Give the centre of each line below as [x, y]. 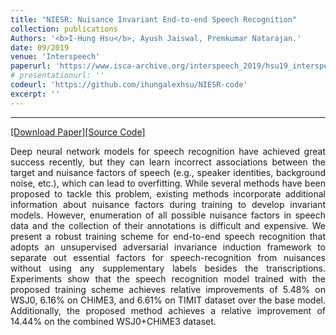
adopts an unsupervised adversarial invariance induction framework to [168, 247]
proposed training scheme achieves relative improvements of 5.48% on [168, 289]
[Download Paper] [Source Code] [78, 132]
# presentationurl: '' [57, 76]
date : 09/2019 [40, 47]
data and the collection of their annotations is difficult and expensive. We [168, 225]
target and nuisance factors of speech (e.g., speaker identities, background [168, 172]
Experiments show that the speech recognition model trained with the [168, 278]
